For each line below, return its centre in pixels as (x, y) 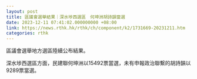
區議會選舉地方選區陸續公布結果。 (47, 51)
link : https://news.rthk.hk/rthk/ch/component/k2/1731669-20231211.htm (96, 28)
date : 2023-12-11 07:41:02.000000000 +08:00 (61, 22)
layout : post (22, 11)
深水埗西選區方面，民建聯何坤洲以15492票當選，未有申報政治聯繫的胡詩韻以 (98, 63)
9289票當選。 (23, 70)
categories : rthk (27, 33)
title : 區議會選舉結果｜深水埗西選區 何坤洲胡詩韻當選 (66, 17)
